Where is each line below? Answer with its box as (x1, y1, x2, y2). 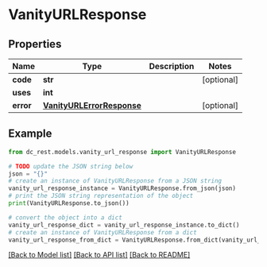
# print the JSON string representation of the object (8, 192, 194, 200)
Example (8, 127, 52, 141)
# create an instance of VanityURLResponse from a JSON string (8, 177, 222, 185)
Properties (8, 37, 62, 51)
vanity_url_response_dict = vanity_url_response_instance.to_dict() (8, 221, 240, 229)
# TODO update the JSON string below (8, 162, 133, 170)
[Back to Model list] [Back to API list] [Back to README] (8, 250, 191, 260)
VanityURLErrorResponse (42, 100, 141, 110)
